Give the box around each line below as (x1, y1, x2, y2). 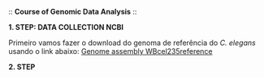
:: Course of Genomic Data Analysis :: (8, 7, 137, 16)
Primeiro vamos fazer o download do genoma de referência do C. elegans (8, 38, 256, 47)
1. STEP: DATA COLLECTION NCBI (8, 23, 124, 31)
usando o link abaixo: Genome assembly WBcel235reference (8, 47, 213, 55)
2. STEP (8, 62, 36, 72)
